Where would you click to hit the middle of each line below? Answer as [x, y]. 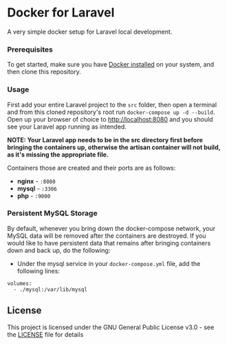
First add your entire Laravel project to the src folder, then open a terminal [112, 104]
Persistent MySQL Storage [52, 213]
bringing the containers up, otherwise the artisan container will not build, [114, 147]
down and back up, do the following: [59, 250]
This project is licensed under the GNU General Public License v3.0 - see [111, 327]
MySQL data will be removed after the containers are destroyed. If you [107, 236]
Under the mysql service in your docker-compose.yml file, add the [109, 263]
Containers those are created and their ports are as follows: [91, 168]
